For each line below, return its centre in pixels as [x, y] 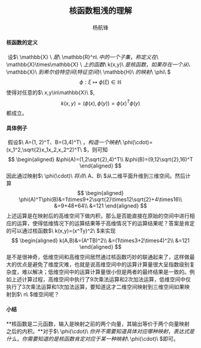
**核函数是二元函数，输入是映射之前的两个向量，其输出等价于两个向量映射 [98, 323]
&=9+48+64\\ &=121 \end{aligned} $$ [100, 206]
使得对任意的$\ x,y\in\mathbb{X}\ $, [51, 92]
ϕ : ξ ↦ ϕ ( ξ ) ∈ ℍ [100, 82]
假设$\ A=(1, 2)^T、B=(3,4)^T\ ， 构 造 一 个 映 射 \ [64, 142]
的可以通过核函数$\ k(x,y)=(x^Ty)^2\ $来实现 [61, 231]
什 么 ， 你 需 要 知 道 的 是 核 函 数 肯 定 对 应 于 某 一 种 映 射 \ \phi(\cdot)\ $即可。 [93, 338]
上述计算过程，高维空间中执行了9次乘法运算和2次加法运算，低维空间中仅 [101, 279]
